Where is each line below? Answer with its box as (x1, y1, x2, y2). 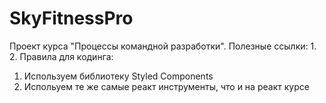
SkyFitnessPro (9, 7, 134, 30)
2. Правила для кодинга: (9, 50, 114, 62)
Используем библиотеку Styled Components (23, 70, 214, 82)
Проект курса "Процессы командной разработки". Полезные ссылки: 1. (9, 40, 317, 52)
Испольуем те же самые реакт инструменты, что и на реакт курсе (23, 80, 310, 92)
